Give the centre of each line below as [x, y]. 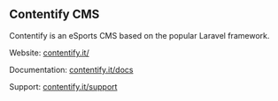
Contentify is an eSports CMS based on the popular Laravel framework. [139, 35]
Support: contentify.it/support [63, 86]
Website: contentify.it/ [50, 53]
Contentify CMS [54, 14]
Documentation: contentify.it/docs [71, 69]
